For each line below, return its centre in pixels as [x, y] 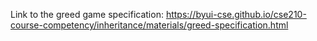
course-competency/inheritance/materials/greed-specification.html [149, 25]
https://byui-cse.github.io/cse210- [236, 14]
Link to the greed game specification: [87, 14]
